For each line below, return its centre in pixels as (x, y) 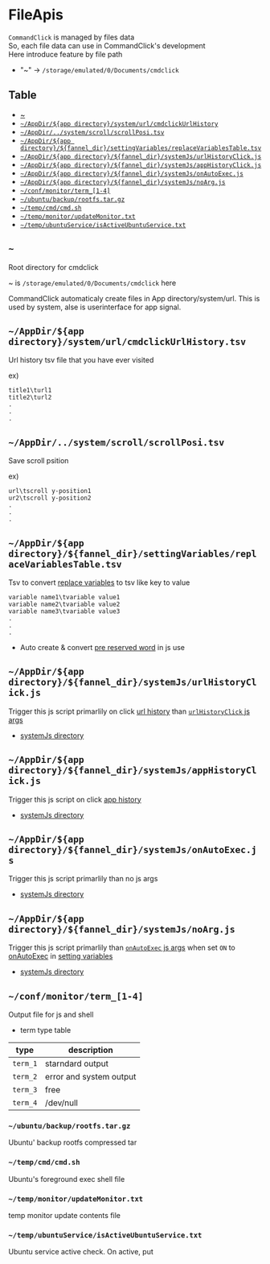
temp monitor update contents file (65, 1215)
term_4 (25, 1103)
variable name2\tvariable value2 (64, 604)
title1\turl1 (30, 391)
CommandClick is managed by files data (72, 37)
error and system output (91, 1077)
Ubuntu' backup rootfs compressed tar (73, 1142)
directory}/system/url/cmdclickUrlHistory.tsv (127, 342)
